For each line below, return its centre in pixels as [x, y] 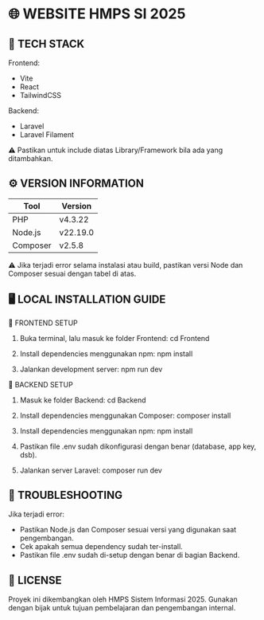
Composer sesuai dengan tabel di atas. [72, 273]
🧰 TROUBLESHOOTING [66, 495]
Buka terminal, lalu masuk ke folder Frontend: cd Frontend [115, 338]
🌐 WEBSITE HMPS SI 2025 [97, 14]
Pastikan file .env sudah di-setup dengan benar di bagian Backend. [130, 555]
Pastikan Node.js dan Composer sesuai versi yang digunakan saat [128, 530]
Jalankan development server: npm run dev [91, 369]
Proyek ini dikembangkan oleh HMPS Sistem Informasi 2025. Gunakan [123, 599]
